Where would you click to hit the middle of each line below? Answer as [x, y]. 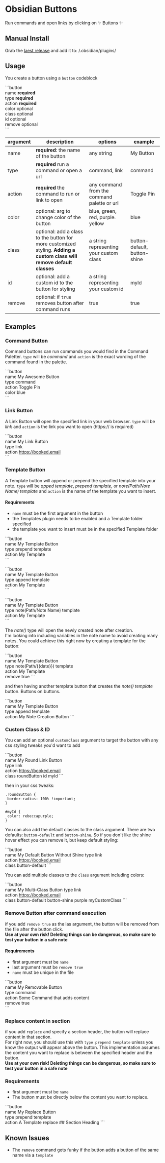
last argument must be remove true [48, 967]
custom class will [56, 256]
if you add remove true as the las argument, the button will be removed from [82, 924]
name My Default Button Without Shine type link [54, 855]
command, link [106, 170]
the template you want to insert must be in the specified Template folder [85, 529]
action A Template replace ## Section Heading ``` [55, 1123]
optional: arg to [53, 211]
